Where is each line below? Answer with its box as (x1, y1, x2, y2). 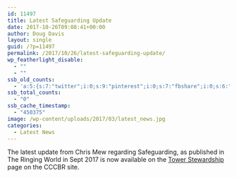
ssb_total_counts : (7, 89, 61, 96)
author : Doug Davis (7, 30, 65, 37)
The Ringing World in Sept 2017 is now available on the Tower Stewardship (7, 155, 224, 164)
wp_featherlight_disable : (7, 57, 83, 64)
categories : (7, 121, 42, 129)
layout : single (7, 37, 52, 44)
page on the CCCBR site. (7, 163, 80, 172)
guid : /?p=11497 (7, 43, 55, 50)
